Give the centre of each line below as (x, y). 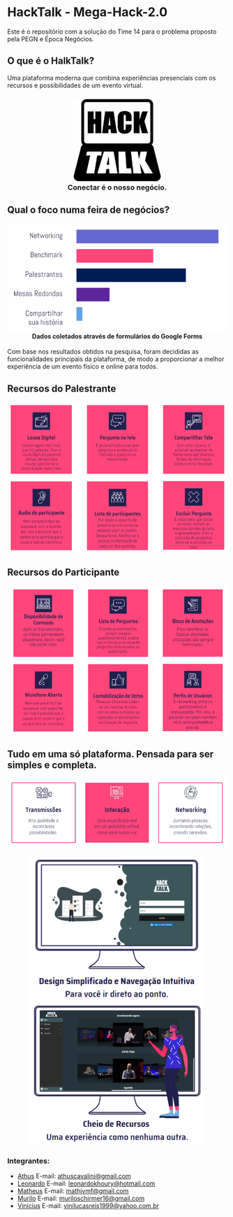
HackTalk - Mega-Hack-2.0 (88, 12)
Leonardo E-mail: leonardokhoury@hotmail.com (86, 1183)
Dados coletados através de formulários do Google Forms (117, 336)
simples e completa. (52, 765)
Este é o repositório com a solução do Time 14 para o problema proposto (112, 31)
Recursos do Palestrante (62, 389)
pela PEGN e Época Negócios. (51, 38)
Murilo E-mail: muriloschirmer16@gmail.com (81, 1198)
